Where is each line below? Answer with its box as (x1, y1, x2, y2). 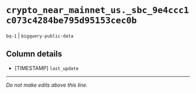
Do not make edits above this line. (6, 81, 88, 88)
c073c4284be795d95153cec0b (6, 15, 137, 26)
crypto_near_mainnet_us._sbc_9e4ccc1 (6, 5, 190, 16)
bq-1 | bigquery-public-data (6, 32, 74, 39)
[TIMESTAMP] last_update (14, 64, 79, 71)
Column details (6, 49, 62, 59)
